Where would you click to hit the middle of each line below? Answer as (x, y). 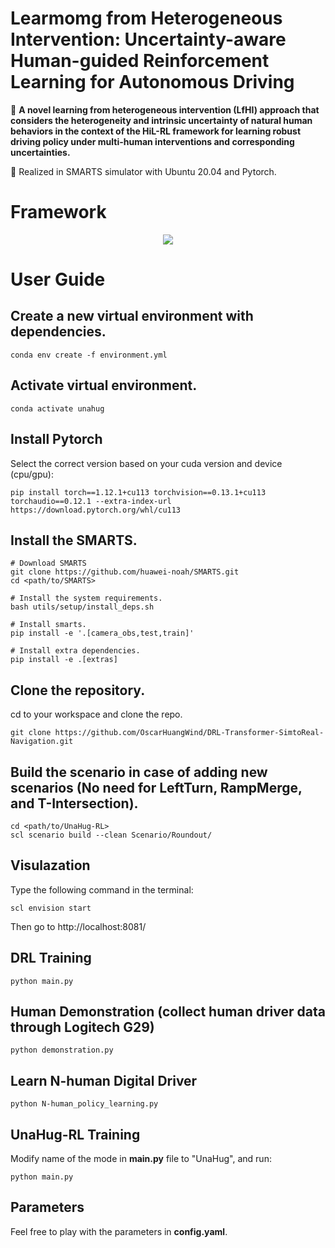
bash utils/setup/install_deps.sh (82, 607)
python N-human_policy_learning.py (84, 1104)
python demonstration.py (62, 1050)
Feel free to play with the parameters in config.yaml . (119, 1231)
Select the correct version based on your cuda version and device (146, 463)
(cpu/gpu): (32, 474)
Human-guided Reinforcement (140, 61)
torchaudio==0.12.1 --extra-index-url (91, 501)
